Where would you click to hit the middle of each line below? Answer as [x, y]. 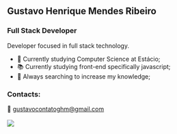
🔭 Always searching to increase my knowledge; [83, 76]
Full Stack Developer [42, 31]
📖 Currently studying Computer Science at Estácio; [88, 59]
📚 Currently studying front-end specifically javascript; [94, 66]
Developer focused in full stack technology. [68, 45]
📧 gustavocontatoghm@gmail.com [56, 109]
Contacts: [24, 94]
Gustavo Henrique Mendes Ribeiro [82, 11]
